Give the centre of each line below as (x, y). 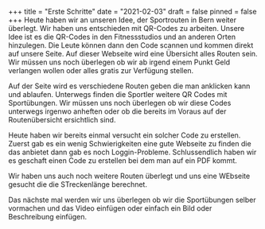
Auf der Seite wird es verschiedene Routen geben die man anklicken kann (129, 86)
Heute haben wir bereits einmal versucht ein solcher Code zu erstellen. (125, 135)
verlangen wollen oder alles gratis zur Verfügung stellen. (101, 70)
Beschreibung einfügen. (48, 217)
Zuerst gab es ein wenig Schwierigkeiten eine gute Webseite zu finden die (130, 144)
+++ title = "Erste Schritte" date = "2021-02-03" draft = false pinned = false (132, 12)
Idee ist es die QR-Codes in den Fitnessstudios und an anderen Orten (122, 37)
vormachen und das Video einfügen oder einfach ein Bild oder (110, 208)
